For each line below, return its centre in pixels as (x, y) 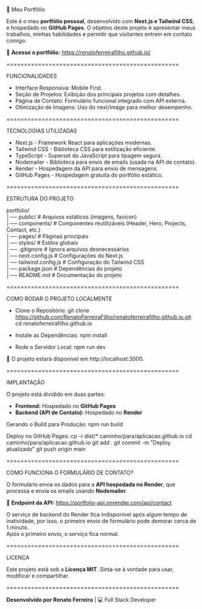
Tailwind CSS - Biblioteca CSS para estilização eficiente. (86, 149)
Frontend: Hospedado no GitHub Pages (65, 406)
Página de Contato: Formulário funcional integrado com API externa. (101, 101)
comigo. (17, 40)
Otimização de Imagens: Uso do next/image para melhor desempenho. (104, 107)
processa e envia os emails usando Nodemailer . (67, 491)
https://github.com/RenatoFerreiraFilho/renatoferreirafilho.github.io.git (103, 317)
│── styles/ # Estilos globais (42, 243)
